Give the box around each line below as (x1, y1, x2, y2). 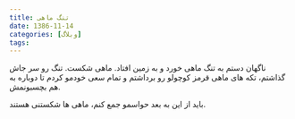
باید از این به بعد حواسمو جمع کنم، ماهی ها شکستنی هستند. (9, 99, 206, 110)
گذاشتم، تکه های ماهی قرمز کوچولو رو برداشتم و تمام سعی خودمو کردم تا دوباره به (9, 72, 286, 83)
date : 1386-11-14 (9, 21, 74, 30)
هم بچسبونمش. (9, 81, 61, 92)
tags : (9, 38, 29, 47)
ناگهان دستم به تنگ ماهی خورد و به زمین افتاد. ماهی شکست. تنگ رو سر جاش (9, 63, 266, 73)
